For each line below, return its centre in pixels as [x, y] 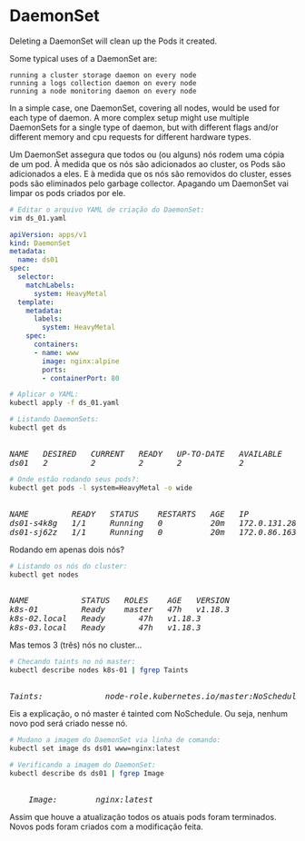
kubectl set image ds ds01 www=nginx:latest [95, 749]
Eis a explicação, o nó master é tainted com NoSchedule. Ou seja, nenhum [149, 714]
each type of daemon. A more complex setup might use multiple [129, 117]
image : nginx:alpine [81, 361]
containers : [56, 345]
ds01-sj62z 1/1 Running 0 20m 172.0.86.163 [153, 532]
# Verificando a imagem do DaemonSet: [83, 765]
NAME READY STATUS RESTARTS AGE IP [129, 514]
